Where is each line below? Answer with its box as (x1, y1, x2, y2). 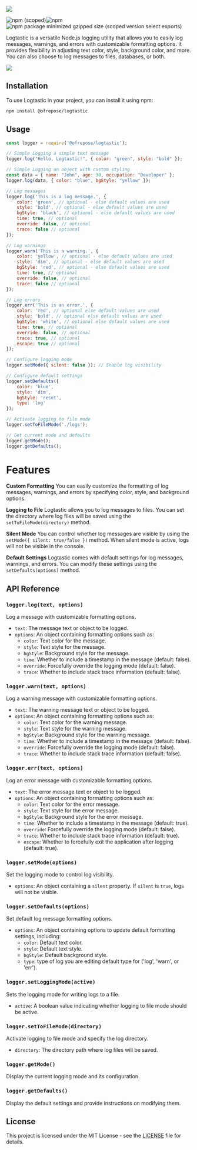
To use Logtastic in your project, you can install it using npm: (6, 96, 153, 104)
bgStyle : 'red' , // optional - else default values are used (16, 265, 169, 271)
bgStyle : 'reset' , (16, 395, 62, 401)
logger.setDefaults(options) (6, 903, 90, 910)
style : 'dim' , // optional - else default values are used (16, 259, 165, 265)
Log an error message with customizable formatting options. (6, 776, 153, 784)
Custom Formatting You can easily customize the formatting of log (6, 482, 169, 489)
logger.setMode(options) (6, 859, 78, 866)
